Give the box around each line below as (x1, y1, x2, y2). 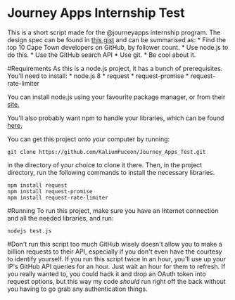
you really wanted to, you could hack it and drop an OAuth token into (7, 269, 206, 278)
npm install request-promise (7, 188, 93, 195)
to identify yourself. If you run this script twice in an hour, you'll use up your (7, 254, 227, 263)
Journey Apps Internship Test (7, 5, 185, 21)
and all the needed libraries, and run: (7, 214, 114, 222)
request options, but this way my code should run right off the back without (7, 277, 227, 285)
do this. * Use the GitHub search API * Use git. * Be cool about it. (7, 51, 196, 59)
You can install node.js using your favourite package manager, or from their (7, 93, 226, 101)
